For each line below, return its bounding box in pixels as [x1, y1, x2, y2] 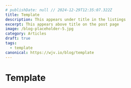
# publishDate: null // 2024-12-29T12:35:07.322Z [5, 7, 113, 13]
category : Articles [5, 31, 47, 36]
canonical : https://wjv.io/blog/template [5, 50, 94, 55]
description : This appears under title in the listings [5, 17, 126, 22]
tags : [5, 41, 17, 46]
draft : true [5, 36, 30, 41]
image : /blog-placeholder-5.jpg [5, 26, 74, 32]
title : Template [5, 12, 40, 17]
